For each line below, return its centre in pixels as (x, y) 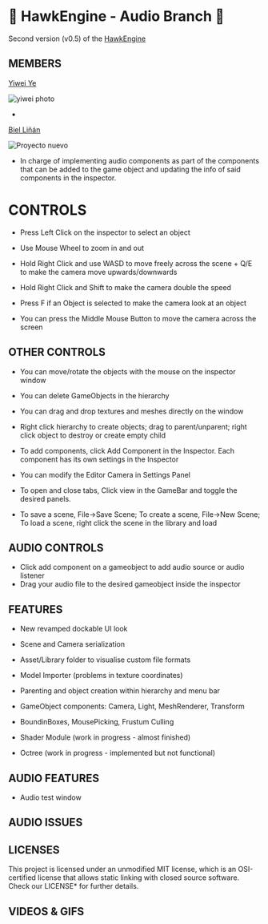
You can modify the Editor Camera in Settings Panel (105, 474)
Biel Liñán (24, 129)
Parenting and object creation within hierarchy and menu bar (120, 691)
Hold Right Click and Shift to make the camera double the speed (126, 287)
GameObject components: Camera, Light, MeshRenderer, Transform (132, 706)
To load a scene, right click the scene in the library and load (118, 523)
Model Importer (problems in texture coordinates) (101, 676)
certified (22, 878)
